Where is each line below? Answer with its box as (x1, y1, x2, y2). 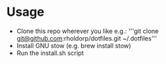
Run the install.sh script (16, 49, 84, 57)
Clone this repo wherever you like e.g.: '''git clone (16, 27, 159, 35)
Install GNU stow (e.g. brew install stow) (16, 41, 131, 50)
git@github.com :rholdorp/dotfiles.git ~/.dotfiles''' (16, 34, 158, 42)
